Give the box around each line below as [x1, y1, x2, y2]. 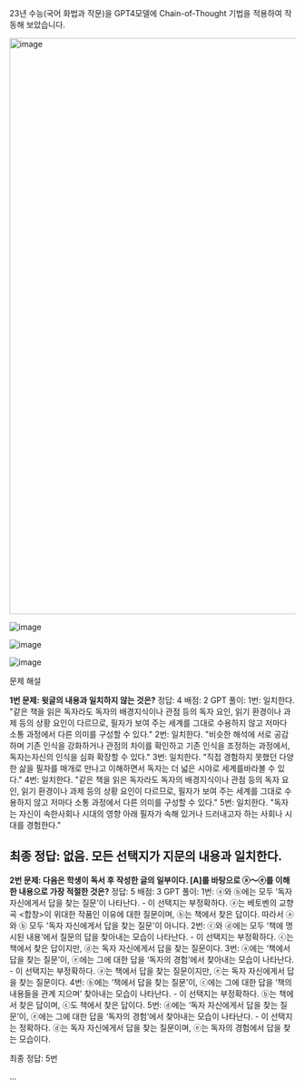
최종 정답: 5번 [9, 1053, 58, 1064]
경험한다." [25, 820, 62, 830]
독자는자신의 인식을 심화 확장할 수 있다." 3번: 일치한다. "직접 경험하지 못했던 [9, 752, 278, 762]
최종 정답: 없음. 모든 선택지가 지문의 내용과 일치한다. [9, 848, 283, 865]
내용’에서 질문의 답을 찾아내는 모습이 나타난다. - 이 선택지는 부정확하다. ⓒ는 [25, 931, 294, 942]
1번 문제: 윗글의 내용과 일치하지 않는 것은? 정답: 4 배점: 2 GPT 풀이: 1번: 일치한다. [9, 695, 295, 706]
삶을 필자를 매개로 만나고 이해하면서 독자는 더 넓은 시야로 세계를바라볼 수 [18, 763, 276, 774]
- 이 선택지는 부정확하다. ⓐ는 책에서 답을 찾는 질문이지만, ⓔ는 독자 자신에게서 [9, 965, 286, 976]
